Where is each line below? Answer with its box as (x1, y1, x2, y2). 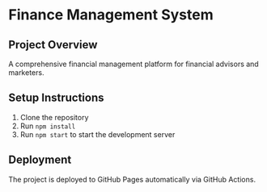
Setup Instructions (8, 91, 104, 105)
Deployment (8, 153, 72, 167)
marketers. (8, 68, 44, 77)
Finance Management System (8, 6, 214, 24)
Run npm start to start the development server (19, 129, 176, 139)
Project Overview (8, 38, 98, 52)
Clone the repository (19, 112, 89, 122)
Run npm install (19, 121, 76, 131)
